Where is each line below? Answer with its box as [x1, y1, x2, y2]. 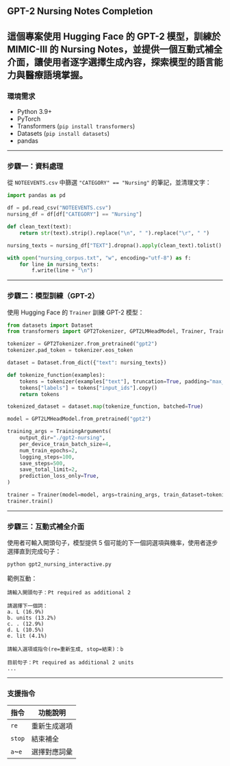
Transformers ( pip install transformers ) [16, 122, 136, 130]
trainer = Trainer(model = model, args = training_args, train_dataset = [7, 491, 207, 498]
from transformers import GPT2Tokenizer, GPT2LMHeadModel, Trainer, [7, 328, 207, 335]
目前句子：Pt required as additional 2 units [7, 659, 134, 666]
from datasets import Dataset [7, 322, 94, 329]
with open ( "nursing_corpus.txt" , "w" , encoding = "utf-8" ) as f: [7, 254, 192, 262]
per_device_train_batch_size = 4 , [19, 441, 112, 448]
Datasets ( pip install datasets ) [16, 130, 110, 138]
